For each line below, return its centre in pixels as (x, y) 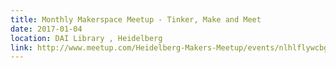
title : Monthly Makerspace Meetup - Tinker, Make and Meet (136, 19)
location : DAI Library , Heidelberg (86, 38)
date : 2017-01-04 (46, 29)
